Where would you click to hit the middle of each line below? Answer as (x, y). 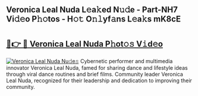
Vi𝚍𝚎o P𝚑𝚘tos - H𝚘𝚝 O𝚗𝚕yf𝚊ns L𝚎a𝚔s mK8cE (94, 19)
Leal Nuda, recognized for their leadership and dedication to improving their (99, 80)
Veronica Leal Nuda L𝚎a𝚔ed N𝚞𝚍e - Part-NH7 (92, 10)
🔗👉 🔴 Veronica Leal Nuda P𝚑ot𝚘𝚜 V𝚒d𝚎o (85, 44)
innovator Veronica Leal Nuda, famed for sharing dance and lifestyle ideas (97, 68)
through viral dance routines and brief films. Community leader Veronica (95, 74)
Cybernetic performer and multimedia (126, 61)
